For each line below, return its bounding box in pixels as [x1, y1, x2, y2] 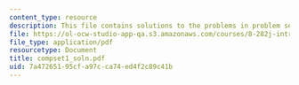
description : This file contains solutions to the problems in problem [9, 21, 280, 30]
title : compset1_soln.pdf [9, 54, 105, 63]
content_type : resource [9, 12, 98, 22]
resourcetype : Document [9, 46, 98, 55]
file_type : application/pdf [9, 37, 114, 47]
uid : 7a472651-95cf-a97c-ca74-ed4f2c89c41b [9, 63, 174, 72]
